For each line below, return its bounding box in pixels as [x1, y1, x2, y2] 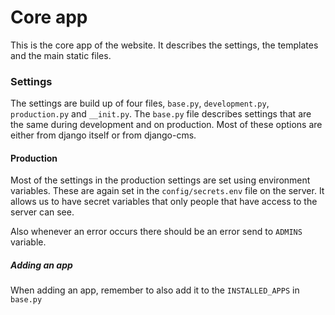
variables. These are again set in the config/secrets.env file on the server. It [10, 185, 325, 197]
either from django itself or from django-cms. [10, 129, 197, 141]
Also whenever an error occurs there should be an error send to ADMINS [10, 226, 303, 238]
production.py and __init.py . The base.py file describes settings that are [10, 108, 312, 120]
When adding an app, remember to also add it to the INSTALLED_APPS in [10, 284, 300, 296]
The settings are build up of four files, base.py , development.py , [10, 97, 270, 110]
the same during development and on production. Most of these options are [10, 119, 323, 131]
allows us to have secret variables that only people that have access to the [10, 196, 318, 208]
